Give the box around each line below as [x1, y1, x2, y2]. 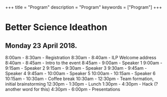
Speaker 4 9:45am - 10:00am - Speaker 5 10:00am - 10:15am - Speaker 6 [5, 71, 156, 76]
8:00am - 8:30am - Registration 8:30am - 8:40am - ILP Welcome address [5, 55, 157, 60]
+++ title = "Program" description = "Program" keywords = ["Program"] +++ [5, 4, 163, 10]
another [5, 87, 21, 92]
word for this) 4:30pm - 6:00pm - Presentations [22, 87, 121, 92]
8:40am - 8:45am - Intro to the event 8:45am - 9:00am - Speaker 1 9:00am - [5, 60, 163, 66]
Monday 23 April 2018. [5, 41, 77, 50]
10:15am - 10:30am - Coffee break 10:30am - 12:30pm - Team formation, [5, 76, 154, 82]
